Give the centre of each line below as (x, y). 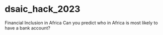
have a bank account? (28, 28)
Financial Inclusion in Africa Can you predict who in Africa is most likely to (81, 23)
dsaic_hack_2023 (43, 9)
